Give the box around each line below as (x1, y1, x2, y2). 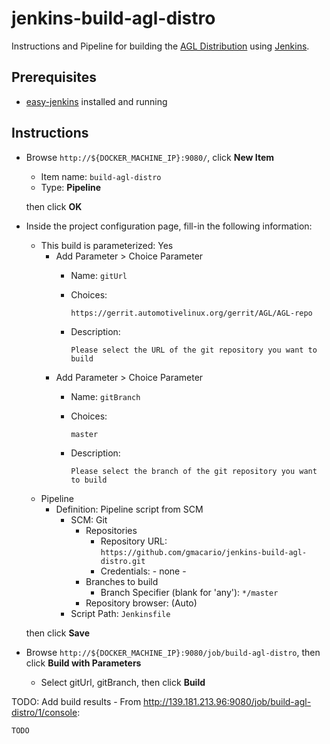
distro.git (100, 556, 146, 566)
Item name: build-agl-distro (40, 170, 162, 182)
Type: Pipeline (40, 181, 102, 193)
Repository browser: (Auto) (85, 597, 198, 609)
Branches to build (85, 575, 159, 587)
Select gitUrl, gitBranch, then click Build (40, 676, 206, 688)
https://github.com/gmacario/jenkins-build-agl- (100, 547, 308, 557)
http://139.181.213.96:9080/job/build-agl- (143, 695, 312, 707)
